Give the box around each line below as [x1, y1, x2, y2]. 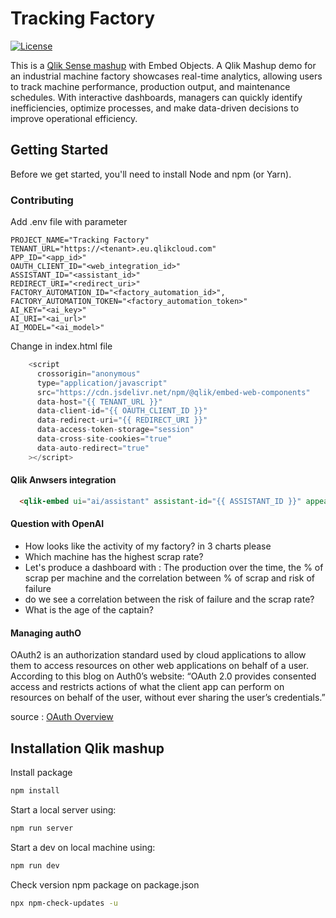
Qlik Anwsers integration [10, 474, 117, 486]
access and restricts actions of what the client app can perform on [10, 681, 285, 693]
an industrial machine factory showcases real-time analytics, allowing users [10, 70, 323, 82]
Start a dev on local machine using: [10, 841, 156, 853]
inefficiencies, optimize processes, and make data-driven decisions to [10, 102, 300, 114]
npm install [10, 785, 60, 796]
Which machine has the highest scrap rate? [24, 550, 204, 562]
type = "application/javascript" [36, 378, 168, 388]
